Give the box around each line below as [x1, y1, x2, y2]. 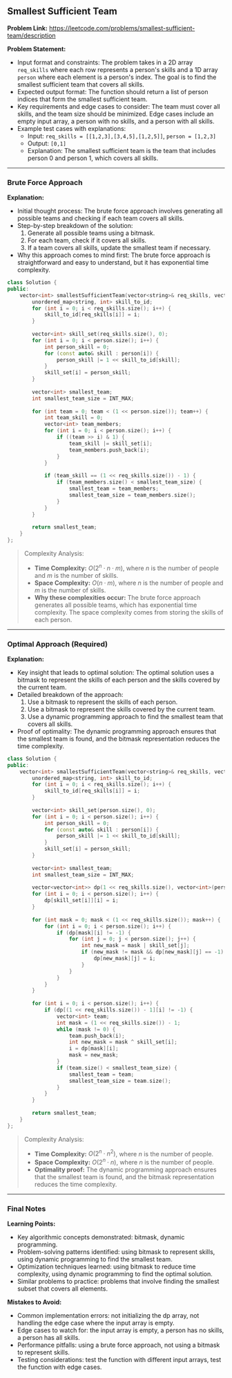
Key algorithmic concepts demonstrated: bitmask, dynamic [17, 1233, 185, 1242]
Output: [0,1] [27, 139, 67, 148]
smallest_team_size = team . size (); [68, 1077, 171, 1084]
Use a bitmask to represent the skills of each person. [27, 698, 178, 706]
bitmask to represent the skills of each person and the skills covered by [17, 675, 220, 684]
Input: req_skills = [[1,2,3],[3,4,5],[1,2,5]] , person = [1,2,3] [27, 132, 216, 140]
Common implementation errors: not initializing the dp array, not [17, 1311, 200, 1320]
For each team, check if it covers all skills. [27, 236, 147, 245]
